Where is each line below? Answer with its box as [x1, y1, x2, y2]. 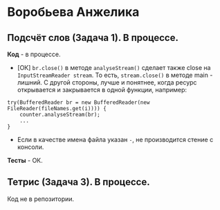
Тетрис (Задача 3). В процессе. [7, 176, 150, 188]
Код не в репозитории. [7, 195, 75, 203]
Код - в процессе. [7, 50, 61, 58]
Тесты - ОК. [7, 157, 43, 164]
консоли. [17, 143, 44, 151]
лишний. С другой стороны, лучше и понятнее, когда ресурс [17, 78, 197, 87]
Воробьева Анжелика [7, 4, 140, 20]
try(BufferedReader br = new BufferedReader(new [7, 99, 150, 106]
